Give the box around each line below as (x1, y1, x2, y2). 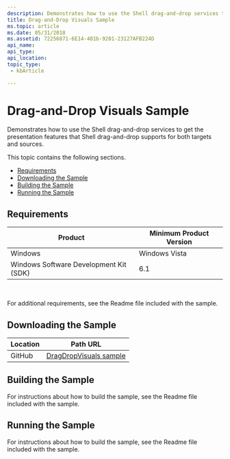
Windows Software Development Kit (10, 260, 127, 269)
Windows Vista (138, 249, 187, 258)
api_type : (7, 49, 36, 55)
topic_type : (7, 61, 41, 68)
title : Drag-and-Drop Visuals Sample (7, 16, 115, 23)
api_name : (7, 42, 36, 49)
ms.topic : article (7, 23, 60, 29)
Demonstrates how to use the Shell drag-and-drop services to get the (7, 125, 204, 134)
